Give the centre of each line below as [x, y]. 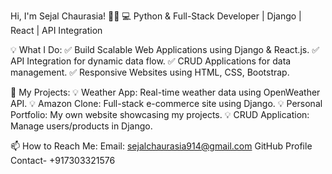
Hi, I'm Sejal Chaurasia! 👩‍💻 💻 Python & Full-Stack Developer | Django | [156, 16]
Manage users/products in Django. [81, 126]
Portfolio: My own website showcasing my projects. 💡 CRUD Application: [160, 114]
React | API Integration [56, 30]
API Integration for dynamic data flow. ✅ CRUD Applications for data [151, 61]
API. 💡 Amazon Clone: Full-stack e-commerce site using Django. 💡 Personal [166, 103]
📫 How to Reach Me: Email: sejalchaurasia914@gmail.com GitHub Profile [161, 146]
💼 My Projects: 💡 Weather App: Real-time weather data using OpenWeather [165, 92]
